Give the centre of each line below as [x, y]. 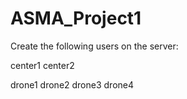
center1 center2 [42, 65]
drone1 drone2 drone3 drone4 [72, 84]
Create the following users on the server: [94, 46]
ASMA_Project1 [76, 18]
